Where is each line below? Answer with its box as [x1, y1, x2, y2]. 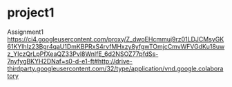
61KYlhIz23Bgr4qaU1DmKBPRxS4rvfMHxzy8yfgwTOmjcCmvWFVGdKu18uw [7, 42, 225, 50]
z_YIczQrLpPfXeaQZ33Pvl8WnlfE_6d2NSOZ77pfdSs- [7, 50, 159, 58]
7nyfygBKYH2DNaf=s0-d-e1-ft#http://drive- [7, 57, 133, 65]
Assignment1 [7, 28, 43, 36]
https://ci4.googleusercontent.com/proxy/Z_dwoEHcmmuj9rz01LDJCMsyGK [7, 35, 224, 43]
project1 [7, 5, 55, 21]
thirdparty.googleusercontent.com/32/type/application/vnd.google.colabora [7, 64, 224, 72]
